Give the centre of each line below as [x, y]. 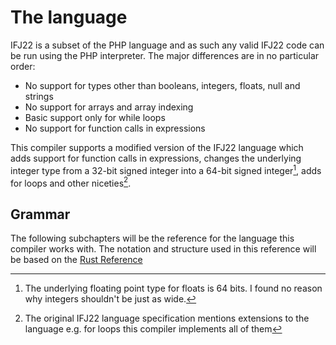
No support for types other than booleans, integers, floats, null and [162, 85]
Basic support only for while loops [95, 117]
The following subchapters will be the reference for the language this [152, 238]
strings [39, 96]
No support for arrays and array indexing [109, 107]
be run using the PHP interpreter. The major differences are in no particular [165, 55]
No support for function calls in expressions [115, 128]
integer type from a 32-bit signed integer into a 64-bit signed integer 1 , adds [166, 169]
